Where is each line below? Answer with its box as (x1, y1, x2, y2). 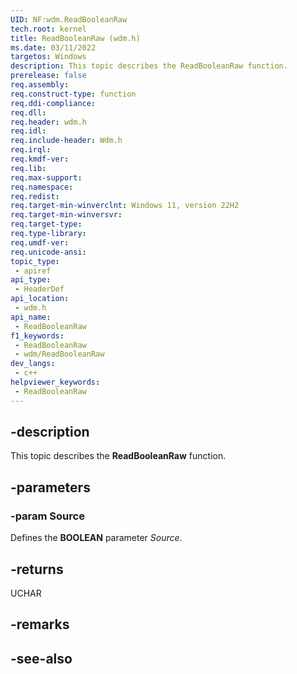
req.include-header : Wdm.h (10, 136, 123, 146)
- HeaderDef (14, 284, 65, 295)
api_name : (10, 312, 52, 322)
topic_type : (10, 256, 60, 266)
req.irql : (10, 145, 52, 155)
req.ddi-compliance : (10, 98, 97, 108)
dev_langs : (10, 359, 56, 369)
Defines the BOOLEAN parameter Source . (10, 532, 183, 544)
